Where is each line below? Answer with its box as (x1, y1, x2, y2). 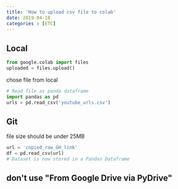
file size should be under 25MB (6, 133, 85, 140)
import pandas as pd (6, 93, 59, 100)
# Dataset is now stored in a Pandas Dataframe (6, 156, 130, 163)
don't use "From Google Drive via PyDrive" (6, 173, 172, 183)
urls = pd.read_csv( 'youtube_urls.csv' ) (6, 99, 111, 106)
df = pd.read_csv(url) (6, 150, 64, 156)
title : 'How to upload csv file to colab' (6, 9, 116, 15)
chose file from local (6, 76, 58, 83)
